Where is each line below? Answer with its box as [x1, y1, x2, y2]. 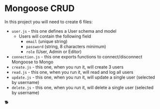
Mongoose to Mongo [11, 59, 54, 65]
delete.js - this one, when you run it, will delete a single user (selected [11, 84, 154, 90]
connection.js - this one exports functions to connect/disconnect [11, 54, 143, 59]
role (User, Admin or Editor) [26, 49, 82, 54]
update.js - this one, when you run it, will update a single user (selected [11, 74, 155, 80]
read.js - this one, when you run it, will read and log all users [11, 69, 133, 75]
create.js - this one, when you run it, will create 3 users [11, 64, 124, 70]
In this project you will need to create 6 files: [4, 19, 93, 25]
